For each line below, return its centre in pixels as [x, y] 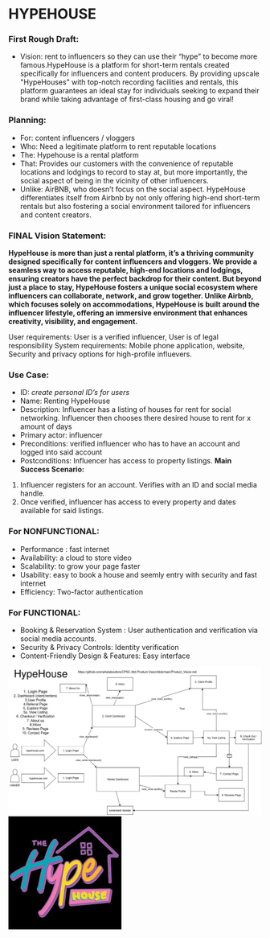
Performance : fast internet [65, 549]
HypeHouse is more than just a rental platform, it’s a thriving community [131, 253]
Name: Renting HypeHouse [65, 401]
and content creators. [56, 215]
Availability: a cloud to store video [76, 557]
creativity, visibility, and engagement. [73, 322]
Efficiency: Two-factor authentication [81, 591]
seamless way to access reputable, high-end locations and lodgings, [126, 270]
